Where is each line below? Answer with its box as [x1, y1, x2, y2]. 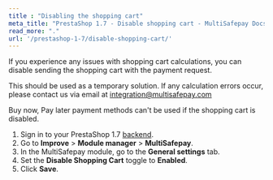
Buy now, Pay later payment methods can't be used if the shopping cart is [8, 105, 256, 115]
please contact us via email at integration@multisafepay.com [8, 90, 213, 100]
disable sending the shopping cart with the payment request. [8, 66, 213, 75]
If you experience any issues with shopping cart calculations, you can [8, 57, 242, 66]
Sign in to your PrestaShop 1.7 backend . [19, 130, 154, 139]
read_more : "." [8, 27, 60, 35]
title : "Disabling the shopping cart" [8, 11, 144, 20]
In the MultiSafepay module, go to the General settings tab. [19, 147, 221, 156]
